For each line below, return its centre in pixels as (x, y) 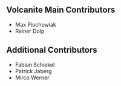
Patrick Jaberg (33, 71)
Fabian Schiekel (35, 64)
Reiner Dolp (30, 31)
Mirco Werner (32, 78)
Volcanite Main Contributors (61, 10)
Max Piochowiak (35, 24)
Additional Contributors (52, 50)
